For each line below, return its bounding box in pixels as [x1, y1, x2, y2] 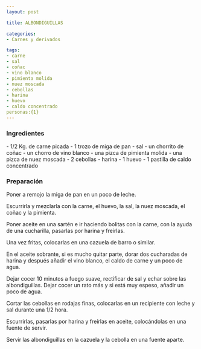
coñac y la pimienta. [6, 209, 57, 217]
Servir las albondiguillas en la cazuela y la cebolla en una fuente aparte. [6, 336, 185, 344]
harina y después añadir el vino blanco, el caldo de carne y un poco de [6, 257, 183, 264]
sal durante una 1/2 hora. [6, 306, 68, 313]
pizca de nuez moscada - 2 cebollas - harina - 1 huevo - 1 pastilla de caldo [6, 155, 191, 163]
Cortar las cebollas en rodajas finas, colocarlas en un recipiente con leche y [6, 300, 195, 307]
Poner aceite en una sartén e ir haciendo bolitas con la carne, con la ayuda [6, 221, 192, 228]
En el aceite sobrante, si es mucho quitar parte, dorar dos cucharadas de [6, 250, 188, 258]
